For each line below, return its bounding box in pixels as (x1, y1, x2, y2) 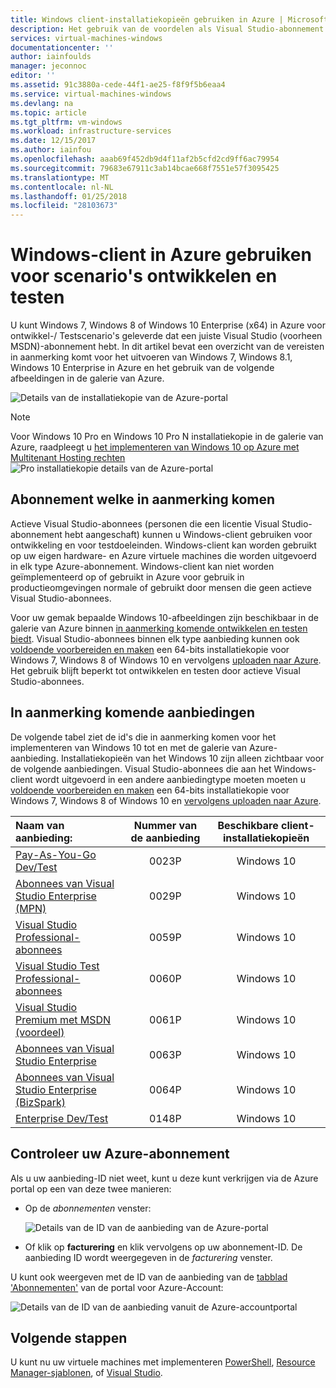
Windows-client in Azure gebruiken (10, 244, 312, 266)
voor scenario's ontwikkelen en (10, 265, 278, 288)
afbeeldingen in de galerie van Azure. (10, 372, 165, 385)
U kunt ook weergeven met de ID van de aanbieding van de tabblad (10, 1271, 288, 1283)
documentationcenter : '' (10, 42, 114, 53)
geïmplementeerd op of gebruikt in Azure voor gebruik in (10, 571, 245, 583)
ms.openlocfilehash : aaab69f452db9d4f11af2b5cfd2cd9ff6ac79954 (10, 154, 280, 164)
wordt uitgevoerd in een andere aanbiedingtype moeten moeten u (34, 773, 306, 785)
